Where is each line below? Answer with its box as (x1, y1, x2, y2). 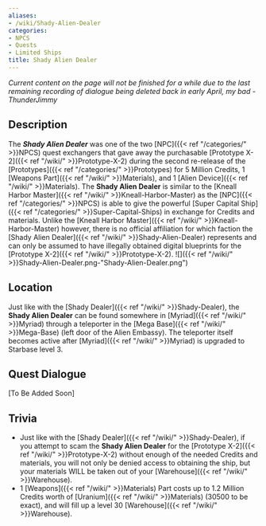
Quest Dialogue (8, 367, 87, 381)
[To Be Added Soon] (8, 388, 75, 398)
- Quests (8, 41, 37, 49)
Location (8, 281, 53, 295)
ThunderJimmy (8, 95, 58, 104)
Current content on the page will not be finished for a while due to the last (8, 77, 251, 88)
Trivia (8, 411, 37, 425)
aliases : (8, 11, 37, 20)
